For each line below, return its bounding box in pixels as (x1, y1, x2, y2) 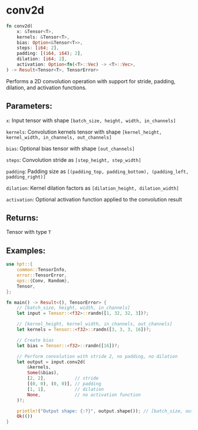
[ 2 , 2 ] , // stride (27, 376, 99, 382)
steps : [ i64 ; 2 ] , (16, 45, 60, 51)
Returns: (6, 213, 39, 223)
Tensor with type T (6, 229, 51, 236)
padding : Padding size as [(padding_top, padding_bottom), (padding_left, (6, 168, 189, 175)
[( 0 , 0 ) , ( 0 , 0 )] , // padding (27, 381, 101, 387)
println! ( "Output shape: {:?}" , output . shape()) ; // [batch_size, (16, 408, 183, 414)
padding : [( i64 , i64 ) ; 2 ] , (16, 51, 83, 57)
